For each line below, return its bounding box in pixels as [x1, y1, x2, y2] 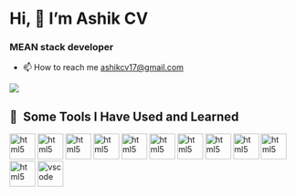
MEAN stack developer [9, 41, 114, 54]
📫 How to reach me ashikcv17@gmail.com [22, 62, 185, 73]
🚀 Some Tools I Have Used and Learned [9, 108, 239, 124]
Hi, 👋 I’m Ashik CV [9, 8, 149, 29]
